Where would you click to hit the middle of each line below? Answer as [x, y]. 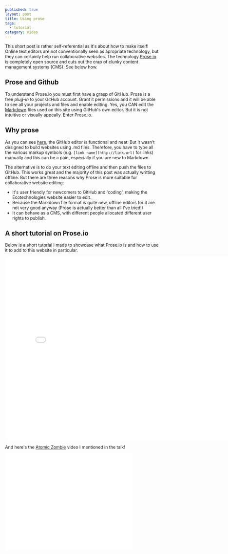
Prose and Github [32, 82]
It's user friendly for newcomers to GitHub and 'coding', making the [80, 192]
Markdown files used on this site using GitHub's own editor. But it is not [76, 109]
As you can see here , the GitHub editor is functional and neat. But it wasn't [80, 142]
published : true [21, 10]
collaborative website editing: [35, 182]
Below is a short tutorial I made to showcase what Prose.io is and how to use [82, 245]
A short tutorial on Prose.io [47, 233]
